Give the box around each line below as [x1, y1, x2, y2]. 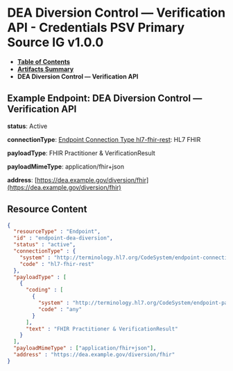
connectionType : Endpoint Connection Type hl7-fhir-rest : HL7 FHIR [7, 135, 201, 143]
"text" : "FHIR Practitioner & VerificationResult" [25, 325, 178, 332]
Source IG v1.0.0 [7, 35, 104, 50]
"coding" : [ [25, 287, 64, 294]
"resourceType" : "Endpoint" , [13, 228, 101, 235]
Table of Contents [17, 57, 71, 65]
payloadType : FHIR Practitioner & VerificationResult [7, 148, 156, 157]
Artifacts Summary [17, 65, 74, 73]
